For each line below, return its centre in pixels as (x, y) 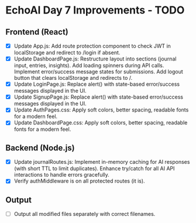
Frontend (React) (37, 32)
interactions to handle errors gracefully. (61, 175)
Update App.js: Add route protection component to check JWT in (92, 46)
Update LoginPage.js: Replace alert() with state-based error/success (97, 84)
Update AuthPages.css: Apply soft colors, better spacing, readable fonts (101, 110)
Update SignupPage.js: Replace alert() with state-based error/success (99, 97)
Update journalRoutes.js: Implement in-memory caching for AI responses (102, 162)
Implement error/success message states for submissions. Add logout (99, 72)
